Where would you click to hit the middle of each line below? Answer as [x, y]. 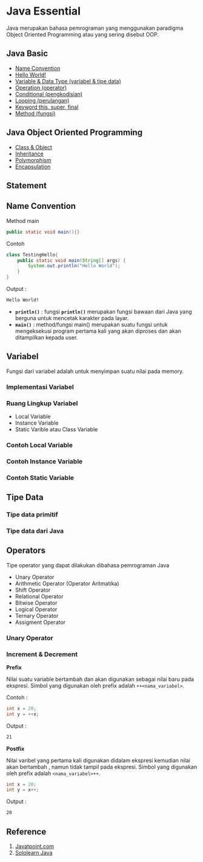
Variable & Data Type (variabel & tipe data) [68, 81]
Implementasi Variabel [40, 387]
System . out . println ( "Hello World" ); [74, 266]
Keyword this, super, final [47, 107]
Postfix [15, 748]
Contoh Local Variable [40, 445]
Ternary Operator [37, 615]
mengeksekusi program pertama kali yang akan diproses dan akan [98, 331]
